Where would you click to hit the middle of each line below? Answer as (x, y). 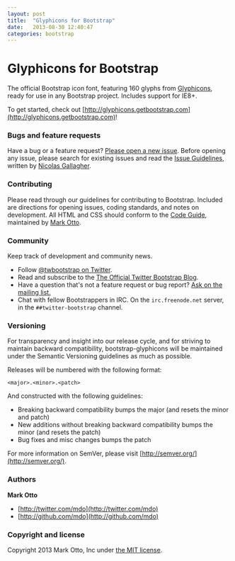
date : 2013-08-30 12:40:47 (50, 27)
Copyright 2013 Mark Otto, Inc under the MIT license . (85, 550)
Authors (22, 480)
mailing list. (34, 293)
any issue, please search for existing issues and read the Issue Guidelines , (116, 158)
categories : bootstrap (41, 34)
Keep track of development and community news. (80, 256)
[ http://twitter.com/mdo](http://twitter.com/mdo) (88, 509)
